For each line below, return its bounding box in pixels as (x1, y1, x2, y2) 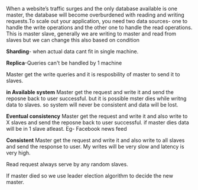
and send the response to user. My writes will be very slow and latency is (6, 143, 184, 150)
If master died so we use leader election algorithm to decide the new (6, 172, 173, 179)
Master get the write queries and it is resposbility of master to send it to (6, 71, 180, 78)
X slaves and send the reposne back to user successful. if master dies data (6, 119, 189, 126)
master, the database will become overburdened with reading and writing (6, 11, 184, 18)
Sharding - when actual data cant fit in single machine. (6, 48, 139, 55)
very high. (6, 149, 31, 156)
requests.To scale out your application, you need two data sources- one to (6, 18, 188, 24)
